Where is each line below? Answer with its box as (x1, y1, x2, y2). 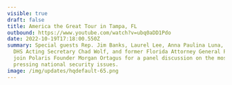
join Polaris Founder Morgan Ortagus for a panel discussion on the (13, 55, 215, 62)
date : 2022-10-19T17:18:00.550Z (7, 36, 100, 42)
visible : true (7, 10, 48, 17)
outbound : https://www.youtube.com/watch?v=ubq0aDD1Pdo (7, 29, 171, 36)
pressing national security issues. (13, 61, 119, 68)
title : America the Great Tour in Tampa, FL (7, 23, 137, 29)
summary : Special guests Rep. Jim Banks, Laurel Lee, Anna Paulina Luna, (7, 42, 224, 49)
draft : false (7, 16, 45, 23)
